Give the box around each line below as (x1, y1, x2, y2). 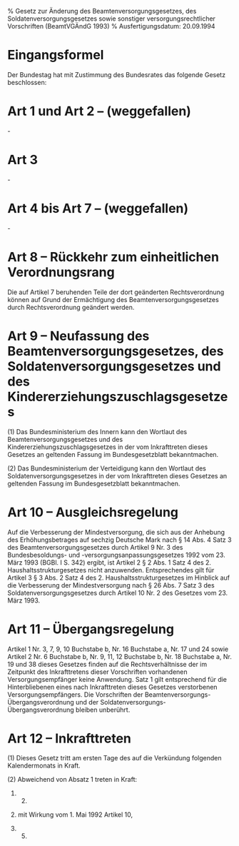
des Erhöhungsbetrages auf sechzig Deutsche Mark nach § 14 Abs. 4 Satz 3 (7, 535, 232, 544)
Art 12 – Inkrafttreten (7, 730, 132, 746)
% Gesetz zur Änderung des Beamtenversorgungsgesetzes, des (7, 7, 197, 15)
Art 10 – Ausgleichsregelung (7, 504, 179, 520)
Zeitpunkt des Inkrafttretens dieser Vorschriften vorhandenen (7, 668, 188, 676)
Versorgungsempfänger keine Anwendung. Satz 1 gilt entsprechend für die (7, 675, 227, 683)
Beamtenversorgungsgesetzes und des (7, 435, 123, 443)
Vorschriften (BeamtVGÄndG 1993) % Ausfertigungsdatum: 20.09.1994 (7, 22, 215, 30)
